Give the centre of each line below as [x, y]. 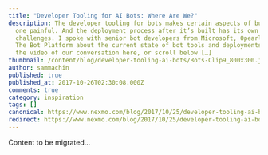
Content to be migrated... [49, 142]
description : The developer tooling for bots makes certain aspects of [130, 23]
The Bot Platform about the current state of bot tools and [117, 46]
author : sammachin [39, 68]
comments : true [33, 90]
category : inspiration [46, 97]
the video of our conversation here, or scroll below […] [114, 53]
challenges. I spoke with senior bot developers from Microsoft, [126, 38]
